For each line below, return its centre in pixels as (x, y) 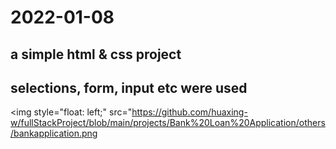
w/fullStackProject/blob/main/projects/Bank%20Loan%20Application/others (168, 123)
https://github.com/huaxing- (189, 112)
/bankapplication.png (54, 133)
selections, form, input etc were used (129, 87)
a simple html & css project (96, 54)
